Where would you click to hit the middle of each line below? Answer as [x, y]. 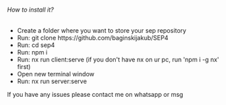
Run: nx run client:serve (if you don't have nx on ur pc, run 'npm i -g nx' [118, 60]
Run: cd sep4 [36, 45]
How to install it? [30, 10]
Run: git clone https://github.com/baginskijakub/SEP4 [93, 38]
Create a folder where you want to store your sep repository [102, 31]
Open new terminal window [55, 74]
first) [24, 67]
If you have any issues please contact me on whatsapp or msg [95, 95]
